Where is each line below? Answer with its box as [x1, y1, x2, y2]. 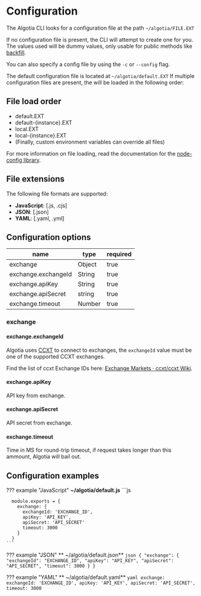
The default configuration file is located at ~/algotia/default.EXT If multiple [6, 72, 195, 79]
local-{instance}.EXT [14, 131, 67, 139]
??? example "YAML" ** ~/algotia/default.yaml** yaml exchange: [6, 574, 165, 581]
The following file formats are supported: [6, 190, 108, 197]
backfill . [6, 48, 26, 56]
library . [23, 156, 41, 164]
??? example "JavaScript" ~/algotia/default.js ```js [6, 486, 131, 494]
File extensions [6, 174, 65, 184]
